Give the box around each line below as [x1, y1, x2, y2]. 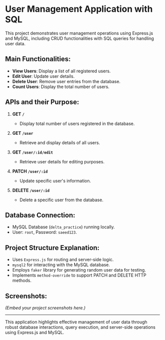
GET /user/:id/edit [12, 149, 53, 155]
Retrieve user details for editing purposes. [19, 158, 105, 164]
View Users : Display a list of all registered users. [12, 68, 111, 74]
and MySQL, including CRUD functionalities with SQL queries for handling [5, 35, 154, 41]
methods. [12, 278, 32, 283]
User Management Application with [5, 3, 153, 15]
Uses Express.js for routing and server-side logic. [12, 257, 114, 263]
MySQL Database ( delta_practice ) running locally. [12, 224, 115, 230]
